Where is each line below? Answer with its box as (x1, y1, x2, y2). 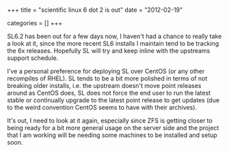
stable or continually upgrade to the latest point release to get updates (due (7, 96, 220, 104)
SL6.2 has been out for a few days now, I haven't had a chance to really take (7, 32, 222, 40)
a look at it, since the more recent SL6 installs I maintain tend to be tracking (7, 40, 219, 47)
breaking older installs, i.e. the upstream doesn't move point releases (7, 82, 202, 89)
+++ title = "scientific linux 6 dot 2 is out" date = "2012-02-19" (7, 6, 183, 14)
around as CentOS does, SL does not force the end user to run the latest (7, 89, 211, 97)
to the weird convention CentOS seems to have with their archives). (7, 104, 197, 111)
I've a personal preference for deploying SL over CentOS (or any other (7, 67, 205, 75)
